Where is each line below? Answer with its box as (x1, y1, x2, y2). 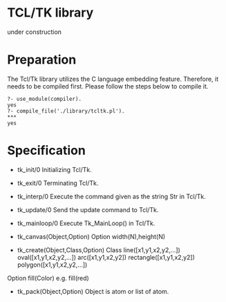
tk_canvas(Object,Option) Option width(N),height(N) (17, 232, 166, 240)
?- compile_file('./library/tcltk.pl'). (7, 107, 126, 115)
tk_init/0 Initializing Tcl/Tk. (17, 165, 92, 173)
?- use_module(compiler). (7, 95, 82, 102)
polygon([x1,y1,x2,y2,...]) (17, 261, 88, 269)
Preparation (7, 52, 77, 68)
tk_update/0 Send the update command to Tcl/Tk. (17, 205, 159, 214)
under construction (7, 28, 62, 36)
